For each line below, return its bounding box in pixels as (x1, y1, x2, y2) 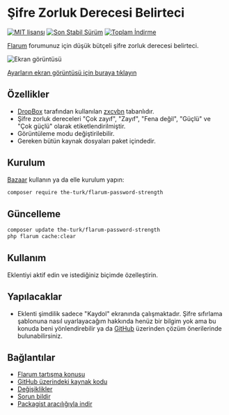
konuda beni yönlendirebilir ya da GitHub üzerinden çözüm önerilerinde (17, 324, 222, 332)
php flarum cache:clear (7, 233, 77, 240)
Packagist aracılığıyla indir (17, 400, 93, 408)
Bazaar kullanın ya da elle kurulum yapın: (7, 175, 125, 184)
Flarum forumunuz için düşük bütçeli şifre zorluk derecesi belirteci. (7, 41, 199, 49)
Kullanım (7, 252, 47, 264)
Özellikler (7, 88, 50, 100)
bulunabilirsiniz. (17, 331, 63, 340)
